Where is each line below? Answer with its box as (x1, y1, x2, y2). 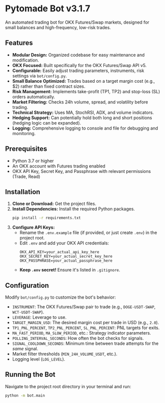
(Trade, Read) (12, 173, 40, 179)
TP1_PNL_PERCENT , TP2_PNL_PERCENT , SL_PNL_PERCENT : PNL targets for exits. (12, 325, 160, 331)
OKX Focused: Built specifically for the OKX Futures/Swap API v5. (12, 62, 147, 68)
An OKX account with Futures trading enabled (12, 163, 106, 169)
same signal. (12, 346, 38, 352)
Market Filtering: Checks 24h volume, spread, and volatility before (12, 99, 148, 105)
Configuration (5, 281, 49, 290)
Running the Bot (5, 370, 56, 379)
